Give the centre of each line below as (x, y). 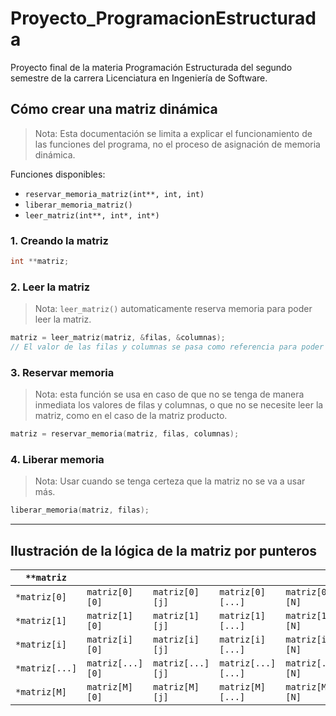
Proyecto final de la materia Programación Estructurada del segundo (151, 67)
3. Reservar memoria (62, 372)
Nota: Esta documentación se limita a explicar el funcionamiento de (173, 133)
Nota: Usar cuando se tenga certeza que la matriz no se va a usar (170, 481)
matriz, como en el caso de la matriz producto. (131, 416)
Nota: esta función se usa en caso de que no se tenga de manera (169, 394)
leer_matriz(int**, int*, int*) (92, 215)
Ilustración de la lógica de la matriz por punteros (164, 550)
